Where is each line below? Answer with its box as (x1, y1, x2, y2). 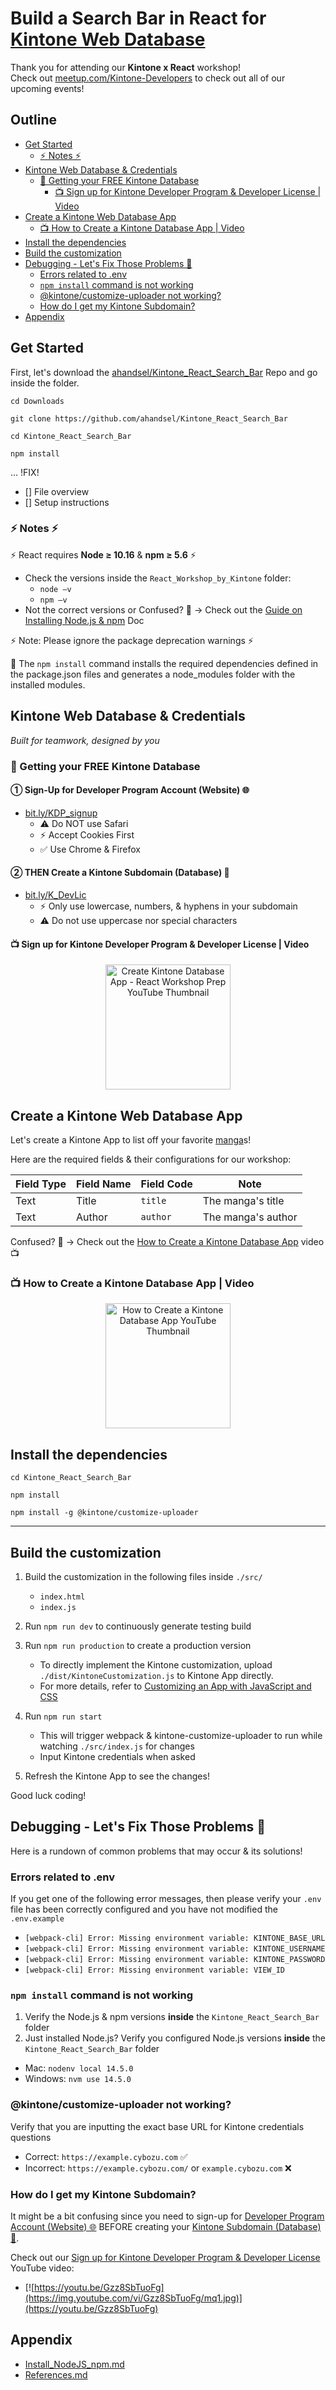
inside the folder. (10, 377, 80, 389)
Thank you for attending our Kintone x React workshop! (10, 61, 242, 73)
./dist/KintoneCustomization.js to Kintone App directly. (39, 1669, 274, 1681)
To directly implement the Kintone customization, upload (39, 1658, 273, 1671)
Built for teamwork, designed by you (10, 734, 160, 746)
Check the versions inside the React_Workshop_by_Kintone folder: (24, 572, 292, 584)
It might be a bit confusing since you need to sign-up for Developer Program (10, 2210, 325, 2222)
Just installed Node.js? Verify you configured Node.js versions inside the (24, 2032, 326, 2044)
